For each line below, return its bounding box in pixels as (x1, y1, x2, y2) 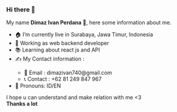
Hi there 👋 (6, 5, 36, 14)
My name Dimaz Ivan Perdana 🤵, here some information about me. (6, 19, 172, 26)
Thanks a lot (6, 100, 38, 107)
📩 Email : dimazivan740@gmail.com (23, 69, 112, 77)
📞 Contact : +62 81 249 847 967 (23, 75, 102, 83)
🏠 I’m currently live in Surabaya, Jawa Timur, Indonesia (14, 31, 154, 38)
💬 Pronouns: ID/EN (14, 82, 61, 89)
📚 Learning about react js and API (14, 46, 100, 53)
